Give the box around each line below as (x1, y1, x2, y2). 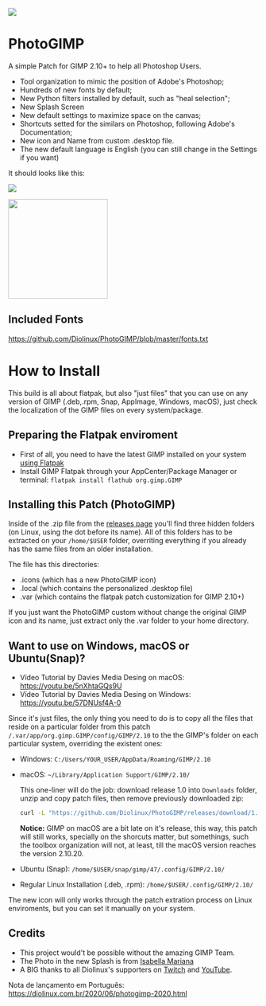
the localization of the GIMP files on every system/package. (8, 405, 204, 414)
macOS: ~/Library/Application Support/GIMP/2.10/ (19, 769, 191, 780)
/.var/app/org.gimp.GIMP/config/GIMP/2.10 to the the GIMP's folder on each (8, 730, 259, 740)
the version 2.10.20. (19, 849, 84, 858)
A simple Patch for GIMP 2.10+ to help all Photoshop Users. (8, 61, 202, 71)
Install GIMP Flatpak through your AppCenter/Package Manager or (19, 466, 237, 476)
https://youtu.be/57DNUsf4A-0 (19, 698, 121, 708)
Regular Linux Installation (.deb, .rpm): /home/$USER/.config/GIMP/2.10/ (19, 880, 254, 889)
